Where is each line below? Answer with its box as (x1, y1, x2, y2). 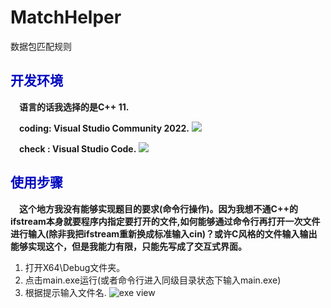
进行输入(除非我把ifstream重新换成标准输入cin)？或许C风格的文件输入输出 (10, 227, 318, 240)
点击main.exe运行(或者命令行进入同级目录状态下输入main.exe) (24, 274, 282, 286)
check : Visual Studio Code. (19, 142, 137, 155)
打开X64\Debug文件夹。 (24, 261, 126, 273)
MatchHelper (10, 6, 122, 29)
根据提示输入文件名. (24, 286, 107, 298)
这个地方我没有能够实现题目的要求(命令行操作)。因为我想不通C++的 (19, 202, 298, 215)
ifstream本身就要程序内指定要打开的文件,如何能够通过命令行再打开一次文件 (10, 215, 321, 227)
